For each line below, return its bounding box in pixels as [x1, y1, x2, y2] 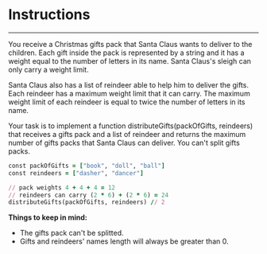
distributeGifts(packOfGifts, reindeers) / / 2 [8, 198, 165, 206]
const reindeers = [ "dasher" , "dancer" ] [8, 169, 145, 177]
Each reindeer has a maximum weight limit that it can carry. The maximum [8, 88, 250, 98]
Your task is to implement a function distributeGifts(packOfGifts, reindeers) [8, 121, 253, 131]
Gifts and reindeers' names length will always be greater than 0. [19, 236, 229, 246]
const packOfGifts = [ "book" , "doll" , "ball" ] [8, 162, 165, 170]
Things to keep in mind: [8, 213, 87, 222]
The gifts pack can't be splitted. [19, 229, 125, 238]
